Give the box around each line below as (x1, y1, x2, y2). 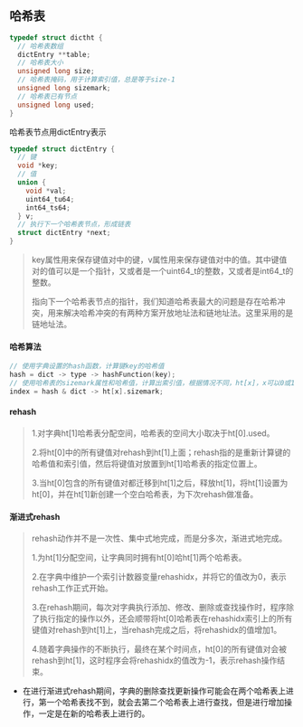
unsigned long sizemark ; (17, 84, 111, 93)
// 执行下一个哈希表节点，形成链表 (17, 220, 131, 229)
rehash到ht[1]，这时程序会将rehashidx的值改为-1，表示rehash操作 (31, 655, 278, 666)
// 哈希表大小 (17, 58, 64, 68)
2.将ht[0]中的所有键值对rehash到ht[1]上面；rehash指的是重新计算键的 (31, 447, 291, 458)
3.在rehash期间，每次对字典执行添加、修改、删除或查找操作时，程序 (31, 602, 287, 613)
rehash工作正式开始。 (31, 582, 113, 594)
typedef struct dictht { (9, 33, 103, 42)
